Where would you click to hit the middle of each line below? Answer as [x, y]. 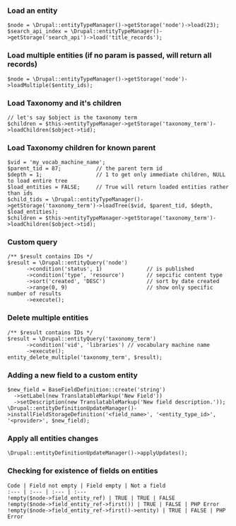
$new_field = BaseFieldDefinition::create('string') [87, 390]
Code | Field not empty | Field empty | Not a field [87, 486]
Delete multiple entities [48, 318]
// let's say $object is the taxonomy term [72, 118]
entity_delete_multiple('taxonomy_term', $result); [85, 357]
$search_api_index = [38, 32]
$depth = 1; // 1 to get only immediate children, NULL [117, 175]
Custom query [33, 242]
